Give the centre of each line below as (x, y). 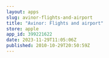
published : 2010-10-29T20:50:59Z (48, 46)
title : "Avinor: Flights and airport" (55, 23)
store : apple (23, 29)
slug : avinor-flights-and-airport (50, 18)
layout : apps (23, 12)
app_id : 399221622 (29, 34)
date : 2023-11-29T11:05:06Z (42, 40)
